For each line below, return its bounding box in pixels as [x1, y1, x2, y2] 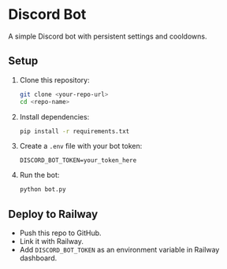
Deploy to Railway [8, 207, 99, 221]
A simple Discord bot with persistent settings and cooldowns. [8, 31, 207, 41]
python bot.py [19, 186, 66, 193]
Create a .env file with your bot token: [19, 142, 143, 151]
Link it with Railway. [19, 237, 84, 246]
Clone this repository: [19, 75, 90, 84]
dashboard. [19, 253, 58, 263]
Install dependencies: [19, 112, 90, 121]
